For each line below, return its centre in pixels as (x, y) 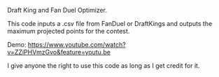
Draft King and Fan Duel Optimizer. (57, 10)
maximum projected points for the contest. (69, 31)
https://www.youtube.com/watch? (77, 44)
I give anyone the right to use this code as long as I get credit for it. (104, 65)
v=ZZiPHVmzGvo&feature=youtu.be (59, 52)
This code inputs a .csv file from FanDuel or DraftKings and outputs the (110, 23)
